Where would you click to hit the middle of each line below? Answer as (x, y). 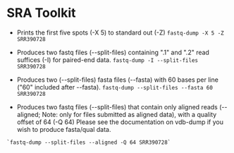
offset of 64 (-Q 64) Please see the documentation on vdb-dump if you (120, 122)
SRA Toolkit (41, 13)
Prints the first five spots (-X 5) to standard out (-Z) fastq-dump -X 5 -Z (120, 32)
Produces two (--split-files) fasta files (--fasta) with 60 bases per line (118, 80)
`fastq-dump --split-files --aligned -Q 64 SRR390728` (89, 142)
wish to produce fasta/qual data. (64, 129)
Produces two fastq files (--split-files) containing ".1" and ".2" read (113, 52)
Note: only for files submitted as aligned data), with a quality (129, 114)
